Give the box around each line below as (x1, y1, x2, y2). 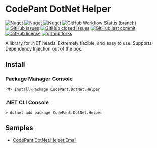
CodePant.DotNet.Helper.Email (12, 137, 77, 143)
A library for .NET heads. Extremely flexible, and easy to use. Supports (5, 40, 152, 46)
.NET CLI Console (5, 98, 49, 106)
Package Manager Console (5, 75, 73, 82)
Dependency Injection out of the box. (5, 45, 82, 52)
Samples (5, 124, 34, 132)
